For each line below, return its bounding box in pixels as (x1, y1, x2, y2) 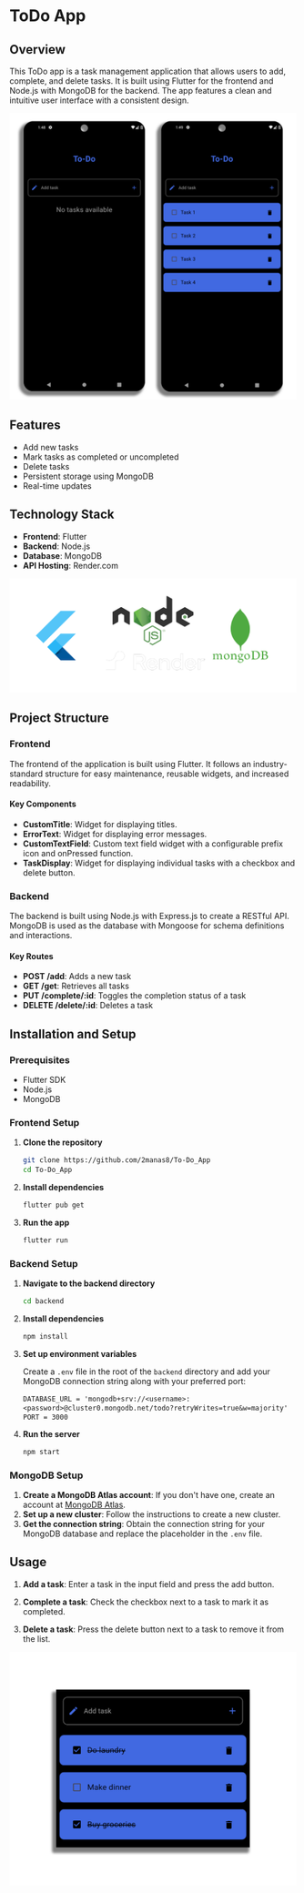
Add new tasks (22, 441, 79, 452)
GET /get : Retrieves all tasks (22, 980, 130, 992)
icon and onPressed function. (22, 847, 134, 858)
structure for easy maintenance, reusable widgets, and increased (45, 768, 289, 779)
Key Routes (9, 950, 54, 961)
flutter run (22, 1235, 68, 1245)
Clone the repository (22, 1137, 103, 1148)
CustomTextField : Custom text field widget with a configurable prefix (22, 838, 284, 849)
